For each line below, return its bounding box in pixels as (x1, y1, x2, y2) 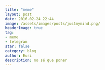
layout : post (5, 12, 32, 17)
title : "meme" (5, 7, 35, 12)
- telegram (5, 39, 28, 44)
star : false (5, 44, 30, 49)
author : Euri (5, 53, 32, 58)
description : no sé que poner (5, 58, 68, 63)
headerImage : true (5, 26, 43, 31)
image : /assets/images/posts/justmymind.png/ (5, 21, 100, 26)
